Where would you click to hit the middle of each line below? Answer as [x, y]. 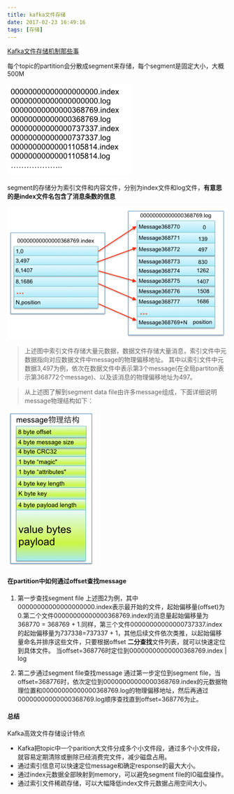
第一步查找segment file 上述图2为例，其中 [78, 598]
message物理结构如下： [59, 401]
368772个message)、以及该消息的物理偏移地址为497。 [117, 377]
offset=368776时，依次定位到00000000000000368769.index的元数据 [119, 681]
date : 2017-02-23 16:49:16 [46, 22]
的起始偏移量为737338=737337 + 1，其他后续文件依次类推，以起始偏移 [119, 633]
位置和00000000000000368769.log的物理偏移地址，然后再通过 [116, 690]
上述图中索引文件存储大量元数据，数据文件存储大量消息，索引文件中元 [125, 351]
